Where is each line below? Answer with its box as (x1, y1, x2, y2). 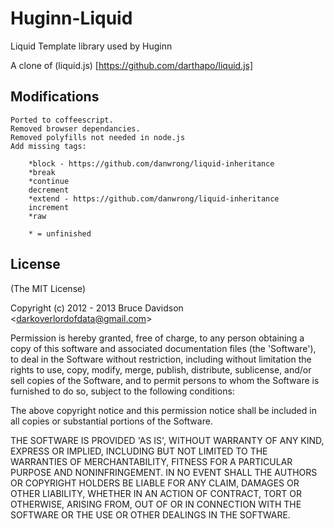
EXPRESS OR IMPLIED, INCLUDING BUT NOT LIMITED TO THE (10, 445, 268, 457)
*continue (28, 176, 70, 186)
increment (28, 202, 70, 212)
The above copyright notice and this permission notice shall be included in (10, 404, 317, 416)
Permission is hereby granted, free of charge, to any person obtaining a (10, 332, 305, 344)
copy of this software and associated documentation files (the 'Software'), (10, 342, 317, 354)
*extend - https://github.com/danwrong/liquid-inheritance (28, 193, 280, 204)
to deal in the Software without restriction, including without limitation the (10, 353, 312, 365)
